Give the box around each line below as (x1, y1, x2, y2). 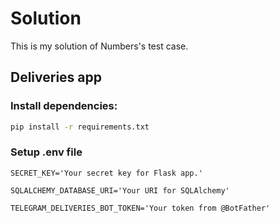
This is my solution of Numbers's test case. (10, 40, 189, 52)
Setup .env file (10, 145, 83, 159)
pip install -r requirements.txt (10, 122, 150, 132)
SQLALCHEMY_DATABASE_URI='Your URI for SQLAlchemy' (10, 185, 230, 196)
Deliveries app (10, 69, 103, 86)
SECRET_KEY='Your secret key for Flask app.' (10, 168, 203, 178)
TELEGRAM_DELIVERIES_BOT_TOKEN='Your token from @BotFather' (10, 203, 271, 213)
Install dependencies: (10, 99, 118, 113)
